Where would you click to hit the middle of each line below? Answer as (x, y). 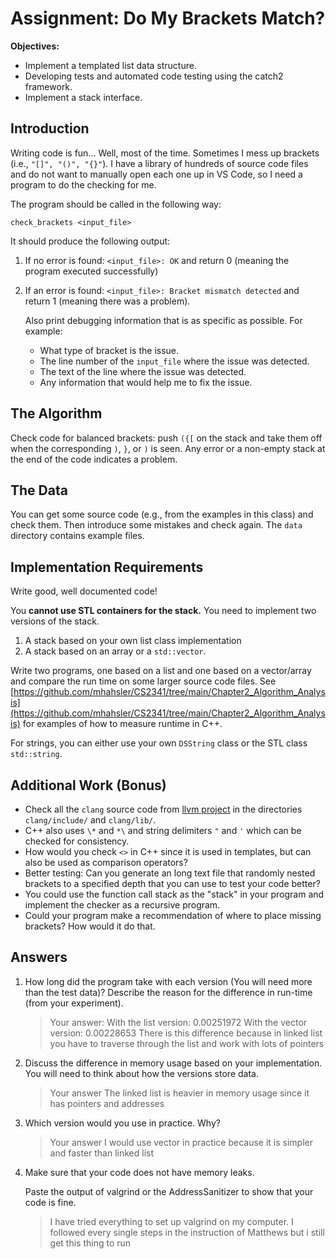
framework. (48, 86)
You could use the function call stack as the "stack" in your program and (174, 894)
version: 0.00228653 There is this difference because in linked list (186, 1033)
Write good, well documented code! (84, 591)
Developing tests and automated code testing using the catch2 (154, 76)
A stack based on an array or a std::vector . (115, 651)
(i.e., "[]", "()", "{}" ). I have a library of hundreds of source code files (159, 163)
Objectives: (35, 46)
